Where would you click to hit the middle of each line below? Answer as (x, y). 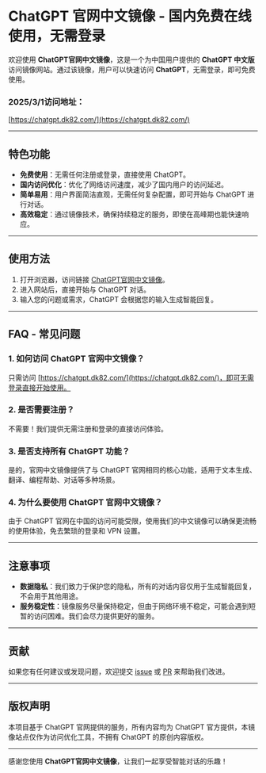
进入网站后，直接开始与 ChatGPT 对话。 (85, 289)
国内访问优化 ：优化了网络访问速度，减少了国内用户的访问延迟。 (123, 185)
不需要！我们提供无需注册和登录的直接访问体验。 (88, 428)
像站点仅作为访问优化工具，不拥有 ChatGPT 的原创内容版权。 (108, 737)
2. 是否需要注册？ (42, 410)
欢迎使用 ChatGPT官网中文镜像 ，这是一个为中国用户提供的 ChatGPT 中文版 (131, 59)
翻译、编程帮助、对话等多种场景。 (64, 480)
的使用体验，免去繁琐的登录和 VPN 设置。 (76, 531)
